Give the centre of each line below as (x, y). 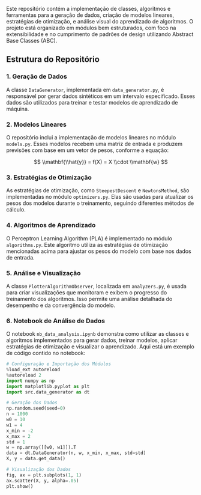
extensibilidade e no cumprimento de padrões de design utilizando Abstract (100, 34)
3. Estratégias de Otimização (49, 177)
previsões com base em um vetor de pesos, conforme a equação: (88, 150)
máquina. (18, 109)
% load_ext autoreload (33, 370)
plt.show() (20, 486)
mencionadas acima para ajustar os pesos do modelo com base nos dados (99, 251)
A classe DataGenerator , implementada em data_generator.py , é (85, 90)
